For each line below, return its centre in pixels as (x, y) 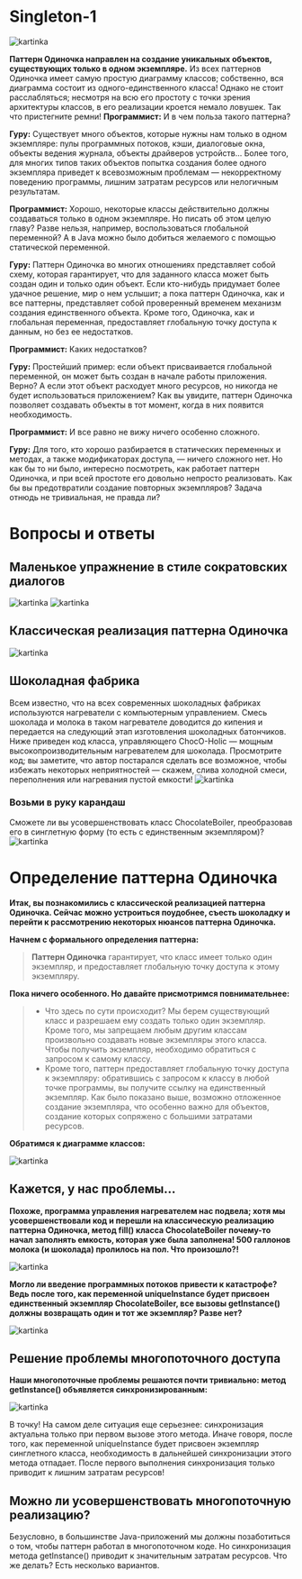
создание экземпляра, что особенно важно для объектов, (157, 1107)
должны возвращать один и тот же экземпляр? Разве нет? (126, 1312)
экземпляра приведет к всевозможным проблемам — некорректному (145, 172)
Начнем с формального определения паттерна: (104, 939)
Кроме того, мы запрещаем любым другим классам (146, 1030)
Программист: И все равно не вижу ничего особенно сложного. (135, 432)
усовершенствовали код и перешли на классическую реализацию (142, 1220)
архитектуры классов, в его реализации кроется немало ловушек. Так (145, 106)
